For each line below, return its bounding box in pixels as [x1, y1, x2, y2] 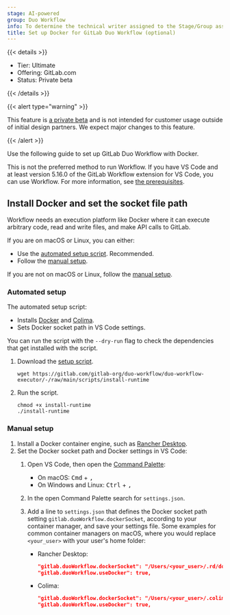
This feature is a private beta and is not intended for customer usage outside [7, 116, 223, 124]
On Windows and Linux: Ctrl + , [37, 480, 132, 489]
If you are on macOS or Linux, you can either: [7, 236, 135, 244]
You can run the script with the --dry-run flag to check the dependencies [7, 337, 214, 345]
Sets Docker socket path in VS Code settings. [16, 323, 146, 332]
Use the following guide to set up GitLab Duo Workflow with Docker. [7, 150, 199, 158]
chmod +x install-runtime [16, 402, 91, 409]
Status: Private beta [16, 76, 73, 84]
